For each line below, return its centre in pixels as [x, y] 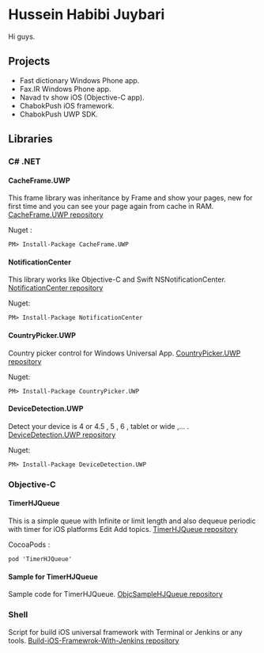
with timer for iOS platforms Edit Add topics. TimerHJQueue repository [123, 529]
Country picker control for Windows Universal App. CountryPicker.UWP [124, 353]
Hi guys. [22, 36]
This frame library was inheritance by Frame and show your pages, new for [130, 198]
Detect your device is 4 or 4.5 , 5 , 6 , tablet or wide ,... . [99, 426]
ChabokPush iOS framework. [67, 105]
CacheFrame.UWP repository [56, 215]
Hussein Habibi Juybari [87, 15]
